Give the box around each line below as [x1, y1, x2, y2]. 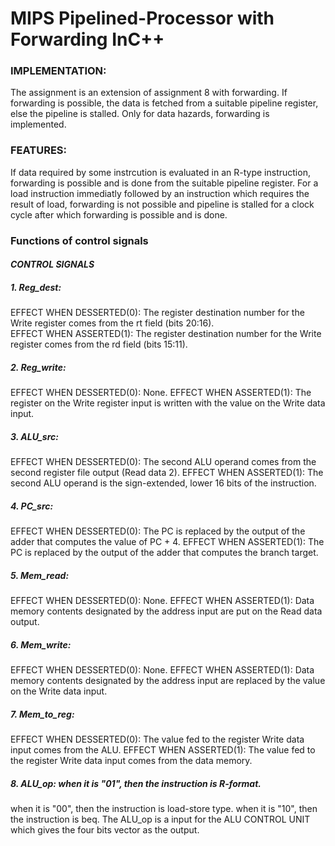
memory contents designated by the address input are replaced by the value [10, 675, 326, 687]
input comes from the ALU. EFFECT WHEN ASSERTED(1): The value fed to [10, 744, 316, 756]
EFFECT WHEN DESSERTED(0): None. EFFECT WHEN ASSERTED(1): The [10, 387, 312, 399]
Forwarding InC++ [10, 28, 165, 51]
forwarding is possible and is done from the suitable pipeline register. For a [10, 177, 319, 189]
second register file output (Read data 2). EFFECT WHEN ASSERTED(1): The [10, 467, 324, 479]
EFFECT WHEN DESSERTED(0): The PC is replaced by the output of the [10, 525, 306, 537]
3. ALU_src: [10, 430, 59, 442]
